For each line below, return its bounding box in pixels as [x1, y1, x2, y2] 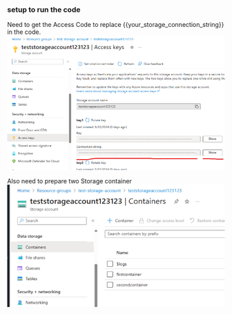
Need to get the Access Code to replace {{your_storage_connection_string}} [7, 21, 224, 29]
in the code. [7, 28, 41, 36]
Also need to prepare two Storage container [7, 176, 133, 185]
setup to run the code [7, 5, 81, 15]
